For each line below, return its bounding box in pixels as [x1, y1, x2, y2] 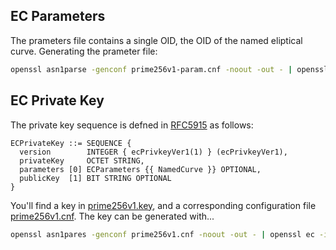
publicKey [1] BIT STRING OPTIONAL [19, 173, 172, 183]
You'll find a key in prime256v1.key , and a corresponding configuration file [10, 199, 317, 211]
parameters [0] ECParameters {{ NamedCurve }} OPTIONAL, [19, 164, 262, 174]
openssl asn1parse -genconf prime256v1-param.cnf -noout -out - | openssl [10, 64, 329, 74]
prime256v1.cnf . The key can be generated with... [10, 210, 215, 222]
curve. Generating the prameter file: [10, 45, 158, 57]
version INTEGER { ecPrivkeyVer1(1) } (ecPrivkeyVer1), [19, 147, 288, 157]
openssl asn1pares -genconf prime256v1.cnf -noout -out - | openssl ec [10, 229, 315, 239]
